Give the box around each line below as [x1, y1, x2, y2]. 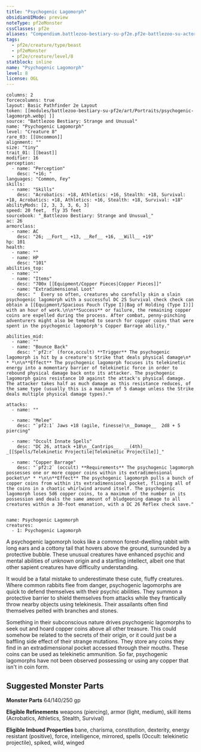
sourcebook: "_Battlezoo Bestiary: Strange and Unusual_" [6, 213, 154, 219]
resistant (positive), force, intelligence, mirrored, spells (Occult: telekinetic [6, 732, 188, 739]
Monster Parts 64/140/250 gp [6, 696, 81, 703]
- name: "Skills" [11, 187, 55, 192]
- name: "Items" [11, 276, 52, 282]
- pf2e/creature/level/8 [11, 53, 74, 59]
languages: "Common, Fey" [6, 176, 71, 182]
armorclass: [6, 223, 36, 230]
